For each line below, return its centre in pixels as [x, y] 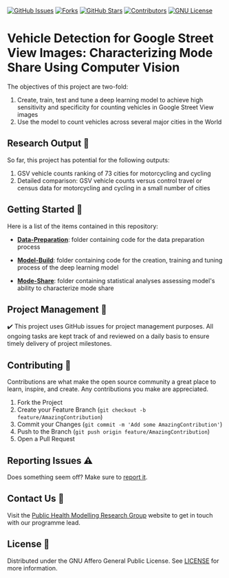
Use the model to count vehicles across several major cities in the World [119, 122]
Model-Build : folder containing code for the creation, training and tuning [120, 260]
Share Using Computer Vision [94, 68]
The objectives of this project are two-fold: [68, 87]
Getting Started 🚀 [45, 210]
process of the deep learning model [68, 267]
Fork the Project [40, 403]
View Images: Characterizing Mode [110, 53]
